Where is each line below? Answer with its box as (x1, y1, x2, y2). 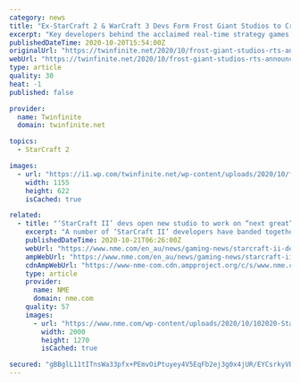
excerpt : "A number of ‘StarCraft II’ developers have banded (25, 227, 262, 237)
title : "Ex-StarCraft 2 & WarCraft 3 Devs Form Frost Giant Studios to (9, 21, 281, 30)
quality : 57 (25, 302, 70, 311)
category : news (9, 13, 66, 22)
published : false (9, 88, 74, 97)
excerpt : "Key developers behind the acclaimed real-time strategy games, (9, 30, 294, 38)
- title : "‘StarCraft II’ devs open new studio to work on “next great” (17, 219, 294, 228)
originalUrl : (9, 47, 58, 55)
